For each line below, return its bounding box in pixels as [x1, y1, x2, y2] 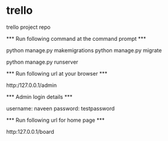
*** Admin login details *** [6, 93, 73, 100]
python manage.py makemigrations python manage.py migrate [6, 46, 162, 54]
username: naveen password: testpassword [6, 104, 115, 112]
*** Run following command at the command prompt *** [6, 35, 146, 42]
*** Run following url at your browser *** [6, 70, 108, 77]
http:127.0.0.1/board [6, 128, 54, 135]
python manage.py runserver [6, 58, 78, 65]
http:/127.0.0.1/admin [6, 82, 57, 89]
